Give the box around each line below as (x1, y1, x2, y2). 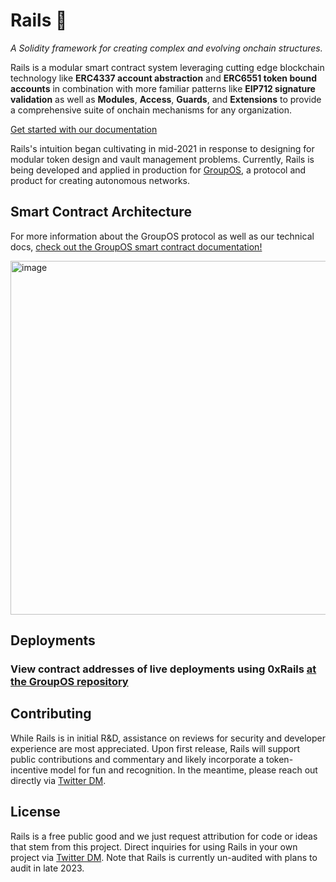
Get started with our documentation (10, 123, 158, 135)
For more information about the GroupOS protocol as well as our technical (10, 230, 315, 242)
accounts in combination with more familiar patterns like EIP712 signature (10, 82, 316, 94)
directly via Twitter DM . (10, 774, 107, 786)
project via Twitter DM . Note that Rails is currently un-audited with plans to (10, 851, 318, 863)
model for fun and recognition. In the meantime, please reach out (49, 764, 318, 776)
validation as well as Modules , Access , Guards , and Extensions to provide (10, 93, 322, 105)
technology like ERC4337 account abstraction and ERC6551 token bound (10, 72, 318, 84)
